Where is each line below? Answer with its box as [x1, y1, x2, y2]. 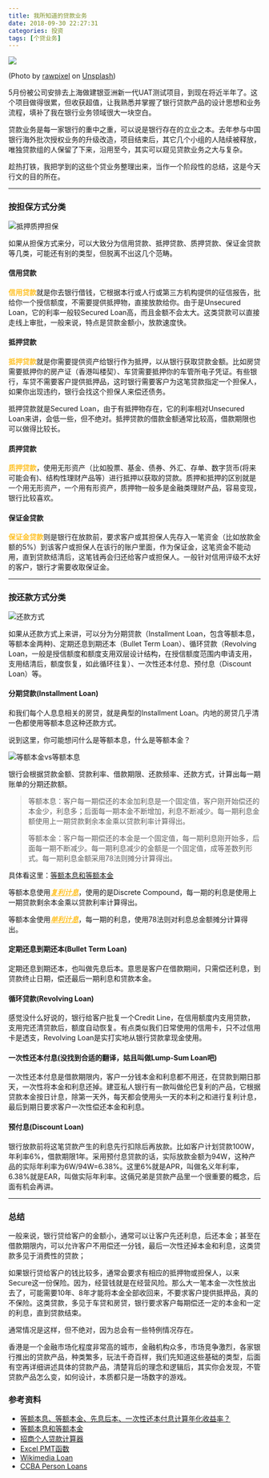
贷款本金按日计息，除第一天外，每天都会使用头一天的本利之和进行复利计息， [8, 1092, 261, 1102]
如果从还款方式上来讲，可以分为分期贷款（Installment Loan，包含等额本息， [8, 629, 259, 638]
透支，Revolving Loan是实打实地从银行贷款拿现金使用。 [22, 1033, 207, 1043]
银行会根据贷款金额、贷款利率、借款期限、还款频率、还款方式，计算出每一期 [8, 769, 261, 779]
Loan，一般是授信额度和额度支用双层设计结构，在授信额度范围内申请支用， [8, 649, 256, 658]
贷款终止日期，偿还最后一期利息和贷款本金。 [8, 974, 156, 983]
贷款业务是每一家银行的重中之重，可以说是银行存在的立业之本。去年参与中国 [8, 125, 261, 135]
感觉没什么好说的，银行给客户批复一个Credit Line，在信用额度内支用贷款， [8, 1013, 255, 1022]
